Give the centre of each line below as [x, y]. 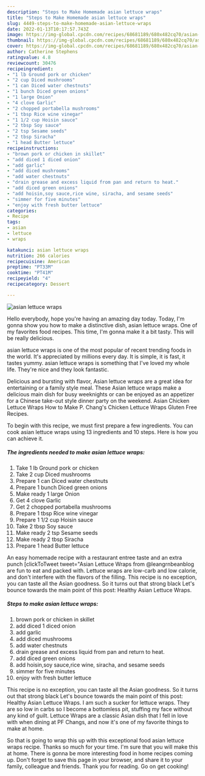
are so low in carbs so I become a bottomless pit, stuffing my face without [99, 709]
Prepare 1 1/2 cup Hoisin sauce [54, 520]
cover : [15, 46]
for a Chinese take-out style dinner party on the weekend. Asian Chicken [98, 401]
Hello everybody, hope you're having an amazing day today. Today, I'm [96, 319]
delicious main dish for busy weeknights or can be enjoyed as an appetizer [101, 394]
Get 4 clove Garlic [38, 500]
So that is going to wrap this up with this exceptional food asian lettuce [96, 740]
